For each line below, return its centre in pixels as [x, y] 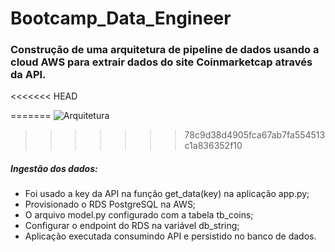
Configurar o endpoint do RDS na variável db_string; [132, 226]
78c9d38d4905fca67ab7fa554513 [255, 135]
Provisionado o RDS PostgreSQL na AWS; [110, 204]
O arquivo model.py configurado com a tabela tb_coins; [139, 215]
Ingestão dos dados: [54, 169]
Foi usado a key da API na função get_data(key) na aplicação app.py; [167, 194]
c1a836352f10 [213, 146]
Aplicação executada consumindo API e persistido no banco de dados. [170, 236]
